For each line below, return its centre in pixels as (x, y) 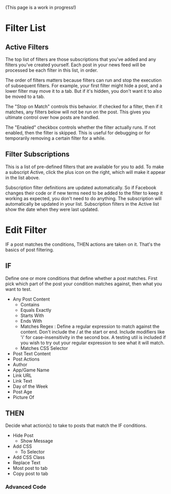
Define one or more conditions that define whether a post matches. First (81, 278)
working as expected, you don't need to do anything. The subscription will (84, 198)
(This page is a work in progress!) (41, 7)
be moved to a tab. (25, 96)
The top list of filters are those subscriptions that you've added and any (81, 59)
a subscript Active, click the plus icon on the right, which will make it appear (85, 172)
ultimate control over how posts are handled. (52, 117)
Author (20, 364)
